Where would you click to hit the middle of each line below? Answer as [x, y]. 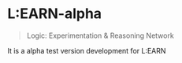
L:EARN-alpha [55, 14]
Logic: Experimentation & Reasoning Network [100, 35]
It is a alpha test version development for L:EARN [87, 50]
